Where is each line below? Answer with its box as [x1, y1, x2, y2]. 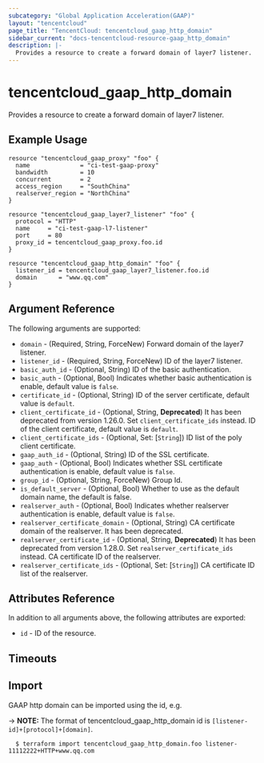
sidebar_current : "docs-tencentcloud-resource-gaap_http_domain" [8, 34, 230, 42]
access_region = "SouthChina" [15, 182, 130, 191]
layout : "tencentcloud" [8, 19, 88, 27]
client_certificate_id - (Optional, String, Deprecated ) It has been [19, 407, 242, 416]
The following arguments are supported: [8, 323, 142, 333]
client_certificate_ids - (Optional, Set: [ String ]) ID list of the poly [19, 432, 242, 442]
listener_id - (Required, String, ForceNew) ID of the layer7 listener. [19, 355, 243, 365]
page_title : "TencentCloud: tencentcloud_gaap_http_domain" [8, 26, 214, 34]
